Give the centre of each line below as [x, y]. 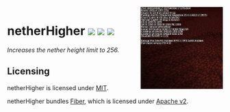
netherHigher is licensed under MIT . [58, 87]
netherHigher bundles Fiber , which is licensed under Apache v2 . [98, 101]
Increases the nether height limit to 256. [63, 50]
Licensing [28, 71]
